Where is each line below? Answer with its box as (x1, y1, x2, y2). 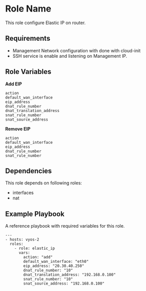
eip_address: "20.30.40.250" (23, 263, 85, 269)
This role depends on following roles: (5, 180, 82, 186)
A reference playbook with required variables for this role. (5, 223, 125, 229)
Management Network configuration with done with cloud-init (12, 47, 141, 53)
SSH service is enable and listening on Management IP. (12, 53, 127, 59)
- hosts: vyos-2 (5, 237, 39, 242)
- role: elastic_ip (14, 246, 55, 251)
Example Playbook (5, 210, 64, 218)
